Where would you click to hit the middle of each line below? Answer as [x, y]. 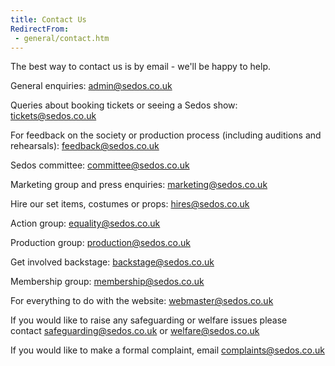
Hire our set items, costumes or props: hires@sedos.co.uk [130, 204]
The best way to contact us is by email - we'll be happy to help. [141, 67]
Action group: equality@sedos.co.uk [85, 223]
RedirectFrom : [40, 29]
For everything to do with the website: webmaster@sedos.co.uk [142, 301]
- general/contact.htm [62, 38]
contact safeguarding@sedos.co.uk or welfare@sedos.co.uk [135, 331]
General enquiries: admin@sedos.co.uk [91, 86]
